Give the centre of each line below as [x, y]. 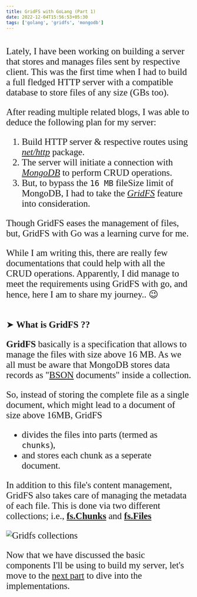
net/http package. [53, 152]
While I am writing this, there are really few [87, 253]
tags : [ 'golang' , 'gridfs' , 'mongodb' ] [55, 22]
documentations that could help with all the [86, 263]
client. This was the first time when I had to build [96, 72]
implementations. [38, 586]
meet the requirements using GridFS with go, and [97, 284]
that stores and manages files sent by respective [93, 62]
